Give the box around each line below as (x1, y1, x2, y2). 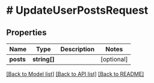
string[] (32, 55, 55, 63)
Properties (6, 27, 47, 38)
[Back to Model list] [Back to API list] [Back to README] (6, 70, 144, 78)
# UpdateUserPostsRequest (6, 4, 149, 17)
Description (60, 45, 95, 53)
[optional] (100, 55, 128, 63)
